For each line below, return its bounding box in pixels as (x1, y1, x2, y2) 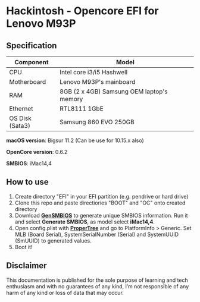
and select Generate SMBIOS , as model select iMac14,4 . (14, 218, 155, 225)
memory (59, 95, 83, 103)
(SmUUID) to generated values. (14, 237, 92, 244)
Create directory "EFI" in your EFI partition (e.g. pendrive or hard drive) (14, 193, 189, 200)
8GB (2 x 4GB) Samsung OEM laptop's (59, 87, 168, 96)
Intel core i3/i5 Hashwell (59, 68, 128, 76)
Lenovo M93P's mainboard (59, 78, 136, 86)
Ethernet (9, 105, 33, 112)
